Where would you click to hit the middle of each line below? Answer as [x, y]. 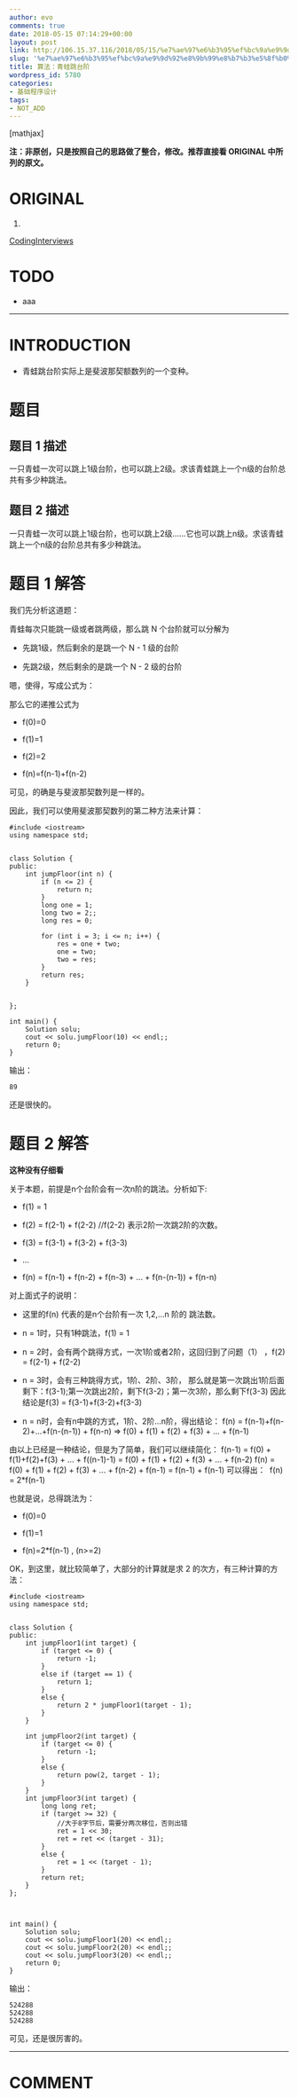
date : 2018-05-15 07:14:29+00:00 [71, 34]
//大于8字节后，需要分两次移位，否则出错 [122, 1823]
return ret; [63, 1877]
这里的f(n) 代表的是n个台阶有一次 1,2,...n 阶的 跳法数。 [121, 1314]
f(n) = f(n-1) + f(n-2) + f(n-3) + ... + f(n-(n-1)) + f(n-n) [119, 1277]
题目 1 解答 [47, 584]
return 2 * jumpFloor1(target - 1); [124, 1705]
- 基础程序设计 [33, 91]
